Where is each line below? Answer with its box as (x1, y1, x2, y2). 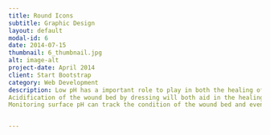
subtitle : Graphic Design (8, 19, 95, 27)
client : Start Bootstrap (8, 71, 92, 79)
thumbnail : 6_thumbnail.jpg (8, 49, 103, 57)
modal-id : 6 (8, 34, 48, 42)
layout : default (8, 26, 63, 34)
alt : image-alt (8, 57, 59, 65)
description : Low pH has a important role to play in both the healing (8, 85, 253, 94)
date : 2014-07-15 (8, 42, 67, 50)
